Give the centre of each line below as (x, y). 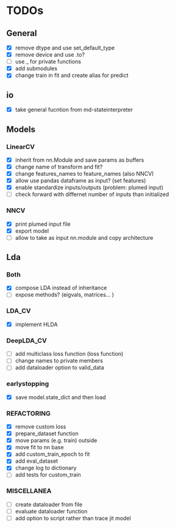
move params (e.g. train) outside (56, 441)
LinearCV (21, 146)
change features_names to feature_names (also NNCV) (84, 174)
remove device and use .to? (50, 55)
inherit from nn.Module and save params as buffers (80, 160)
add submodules (36, 68)
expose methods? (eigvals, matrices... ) (65, 295)
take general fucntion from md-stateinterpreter (74, 110)
